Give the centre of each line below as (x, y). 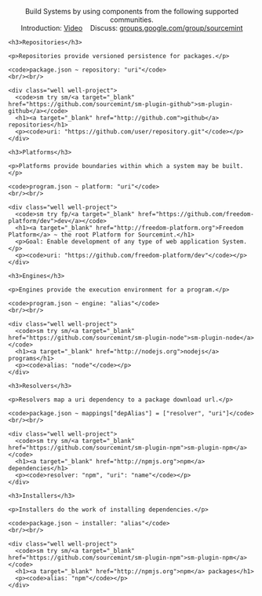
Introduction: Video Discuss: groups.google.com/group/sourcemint (132, 28)
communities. (132, 20)
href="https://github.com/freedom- (196, 214)
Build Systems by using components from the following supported (132, 11)
